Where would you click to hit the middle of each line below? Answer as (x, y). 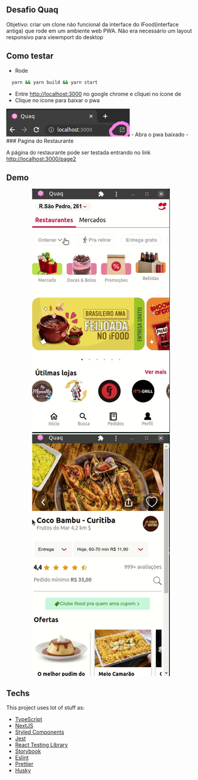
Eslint (22, 758)
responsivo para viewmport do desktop (55, 37)
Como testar (30, 56)
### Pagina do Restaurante (40, 141)
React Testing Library (41, 745)
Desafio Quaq (32, 10)
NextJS (24, 726)
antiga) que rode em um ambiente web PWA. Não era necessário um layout (99, 31)
